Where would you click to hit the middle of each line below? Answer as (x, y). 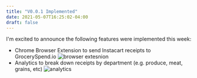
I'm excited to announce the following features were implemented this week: (99, 39)
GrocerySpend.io (35, 57)
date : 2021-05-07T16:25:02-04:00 (47, 17)
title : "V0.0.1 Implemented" (42, 11)
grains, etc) (29, 69)
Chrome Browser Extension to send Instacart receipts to (83, 50)
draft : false (22, 22)
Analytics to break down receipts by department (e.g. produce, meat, (98, 63)
